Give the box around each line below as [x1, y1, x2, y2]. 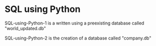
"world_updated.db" [4, 25, 46, 31]
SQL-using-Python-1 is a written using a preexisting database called [4, 20, 145, 26]
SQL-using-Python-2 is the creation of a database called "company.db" [4, 35, 152, 41]
